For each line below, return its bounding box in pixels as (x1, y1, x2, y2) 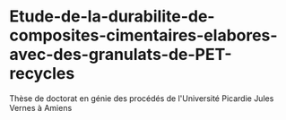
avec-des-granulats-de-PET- (9, 45, 232, 64)
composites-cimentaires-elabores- (9, 25, 278, 46)
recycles (9, 64, 75, 84)
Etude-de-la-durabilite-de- (9, 6, 215, 27)
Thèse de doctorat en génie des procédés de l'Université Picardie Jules (9, 92, 274, 104)
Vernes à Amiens (9, 102, 73, 113)
